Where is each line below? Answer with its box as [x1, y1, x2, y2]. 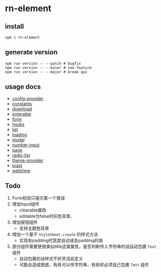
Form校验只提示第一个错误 [12, 195, 65, 201]
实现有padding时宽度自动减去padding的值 [19, 238, 103, 243]
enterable [12, 111, 31, 117]
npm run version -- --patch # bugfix [5, 61, 81, 66]
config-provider [12, 96, 44, 101]
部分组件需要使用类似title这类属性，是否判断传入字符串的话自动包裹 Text [12, 243, 157, 250]
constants [12, 100, 32, 107]
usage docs [5, 83, 41, 91]
